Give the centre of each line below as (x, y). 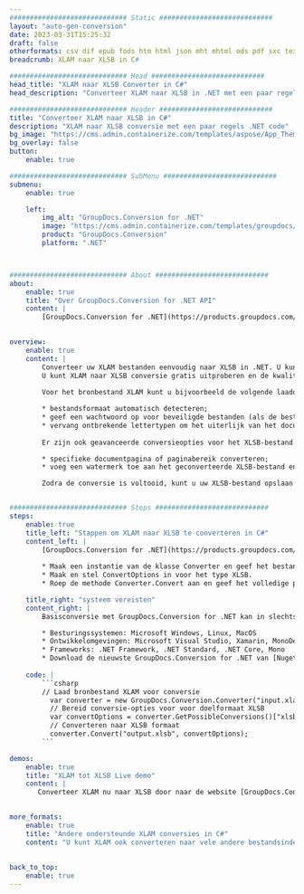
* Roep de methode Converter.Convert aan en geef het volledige (166, 584)
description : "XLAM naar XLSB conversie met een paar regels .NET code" (149, 126)
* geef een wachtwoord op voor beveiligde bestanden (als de (160, 417)
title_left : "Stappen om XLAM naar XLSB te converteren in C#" (147, 533)
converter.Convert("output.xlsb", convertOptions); (149, 734)
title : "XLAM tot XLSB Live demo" (90, 775)
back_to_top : (34, 868)
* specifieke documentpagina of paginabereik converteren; (156, 459)
